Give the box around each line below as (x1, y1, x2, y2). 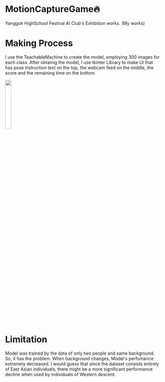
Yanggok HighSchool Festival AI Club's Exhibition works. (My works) (5, 20, 145, 26)
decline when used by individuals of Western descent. (5, 371, 116, 377)
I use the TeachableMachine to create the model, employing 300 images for (5, 54, 160, 60)
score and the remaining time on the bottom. (5, 70, 96, 76)
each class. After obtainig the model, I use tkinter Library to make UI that (5, 59, 153, 65)
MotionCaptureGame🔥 (5, 3, 100, 15)
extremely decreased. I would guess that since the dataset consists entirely (5, 361, 160, 367)
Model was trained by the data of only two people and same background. (5, 350, 155, 356)
